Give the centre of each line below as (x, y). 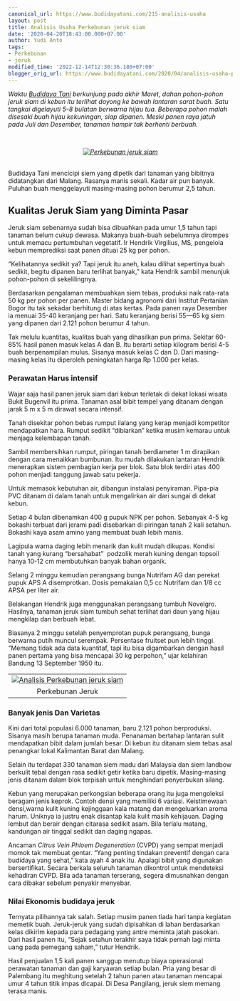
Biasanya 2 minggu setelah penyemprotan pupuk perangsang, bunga (109, 633)
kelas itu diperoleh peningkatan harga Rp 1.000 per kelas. (115, 360)
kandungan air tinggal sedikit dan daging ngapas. (80, 831)
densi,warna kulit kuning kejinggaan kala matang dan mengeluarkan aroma (118, 808)
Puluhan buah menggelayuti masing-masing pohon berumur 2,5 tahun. (112, 188)
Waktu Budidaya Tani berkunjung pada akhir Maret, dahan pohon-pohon (116, 94)
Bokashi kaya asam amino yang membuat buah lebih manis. (96, 532)
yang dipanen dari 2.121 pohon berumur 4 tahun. (79, 323)
